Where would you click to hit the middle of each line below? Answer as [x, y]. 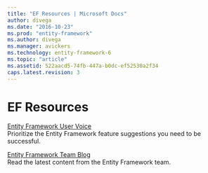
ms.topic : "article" [38, 60]
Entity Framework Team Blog [49, 155]
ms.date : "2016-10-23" [40, 27]
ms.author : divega [34, 40]
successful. [24, 141]
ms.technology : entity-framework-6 [59, 53]
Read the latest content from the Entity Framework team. [89, 162]
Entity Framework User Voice [50, 126]
